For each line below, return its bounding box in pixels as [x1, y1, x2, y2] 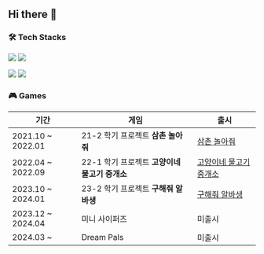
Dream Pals [81, 231, 124, 242]
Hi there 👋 [8, 8, 57, 21]
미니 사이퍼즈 [81, 213, 127, 224]
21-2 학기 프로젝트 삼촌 [81, 130, 167, 141]
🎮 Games [8, 90, 47, 101]
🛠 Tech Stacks [8, 32, 67, 43]
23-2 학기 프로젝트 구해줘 [81, 182, 174, 193]
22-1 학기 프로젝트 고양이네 [81, 156, 181, 167]
